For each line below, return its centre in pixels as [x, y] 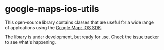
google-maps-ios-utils [52, 9]
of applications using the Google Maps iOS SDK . [54, 27]
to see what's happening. [31, 42]
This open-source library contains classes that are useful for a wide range [80, 22]
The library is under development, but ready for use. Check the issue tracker [82, 37]
